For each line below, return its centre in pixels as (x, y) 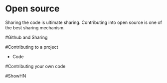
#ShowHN (16, 76)
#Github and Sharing (26, 37)
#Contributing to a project (32, 47)
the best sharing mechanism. (35, 27)
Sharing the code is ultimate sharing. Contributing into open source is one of (84, 22)
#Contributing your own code (35, 66)
